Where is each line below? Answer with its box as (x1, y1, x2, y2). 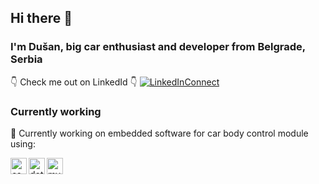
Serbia (10, 52, 43, 66)
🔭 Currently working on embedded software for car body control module (10, 127, 309, 139)
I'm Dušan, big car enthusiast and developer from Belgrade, (10, 40, 306, 54)
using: (10, 137, 36, 150)
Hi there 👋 (10, 10, 73, 27)
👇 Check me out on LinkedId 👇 (10, 76, 138, 88)
